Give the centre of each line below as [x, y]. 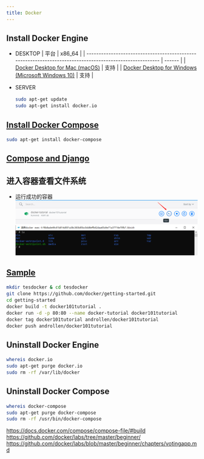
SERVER [25, 88]
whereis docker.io [29, 360]
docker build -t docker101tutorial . [54, 307]
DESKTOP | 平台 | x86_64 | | [50, 54]
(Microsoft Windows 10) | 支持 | [54, 75]
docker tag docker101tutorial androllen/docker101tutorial [83, 320]
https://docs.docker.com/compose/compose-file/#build [76, 431]
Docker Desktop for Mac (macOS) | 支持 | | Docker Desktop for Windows [106, 68]
